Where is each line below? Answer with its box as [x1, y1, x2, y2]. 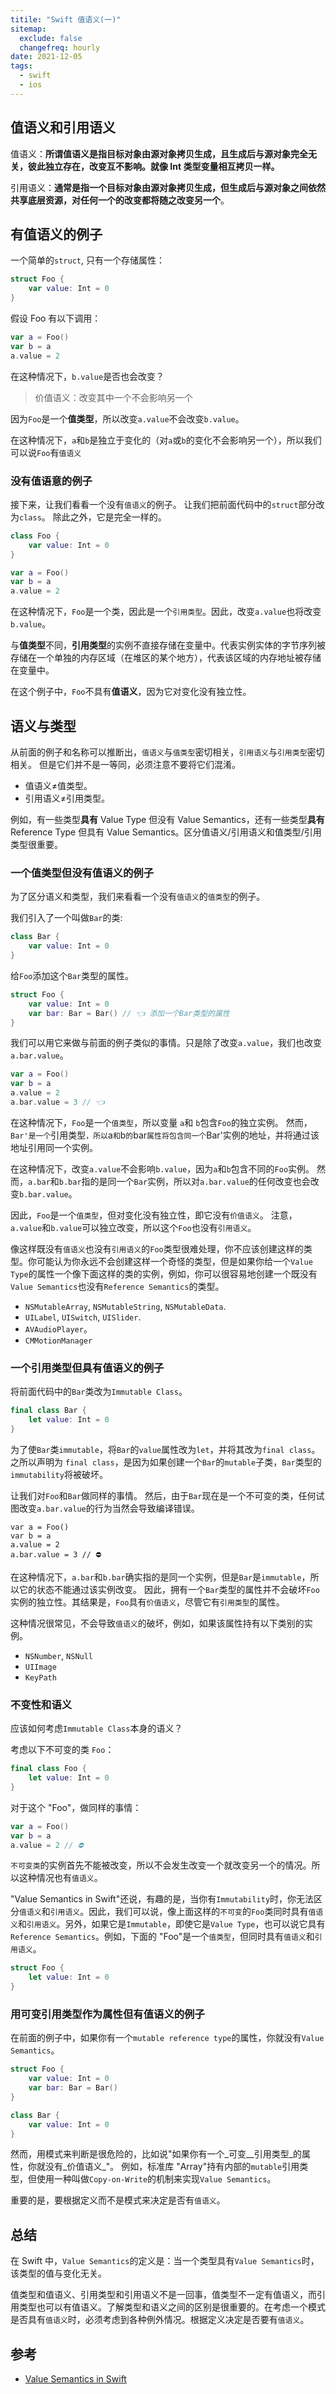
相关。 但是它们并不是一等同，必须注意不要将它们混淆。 [10, 758, 241, 770]
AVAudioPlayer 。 [24, 1322, 93, 1335]
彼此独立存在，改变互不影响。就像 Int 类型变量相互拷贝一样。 [27, 160, 280, 172]
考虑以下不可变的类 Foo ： [10, 1744, 115, 1756]
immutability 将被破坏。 [10, 1468, 108, 1480]
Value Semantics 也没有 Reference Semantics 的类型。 [10, 1280, 225, 1292]
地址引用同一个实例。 [10, 1141, 98, 1153]
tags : [10, 61, 33, 71]
